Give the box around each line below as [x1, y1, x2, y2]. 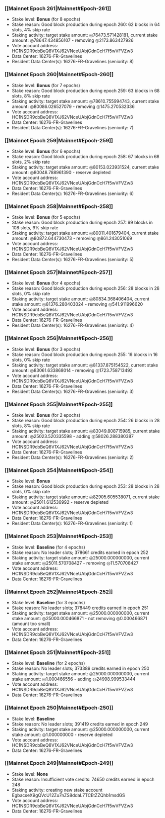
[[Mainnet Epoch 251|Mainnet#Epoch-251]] [4, 649, 111, 656]
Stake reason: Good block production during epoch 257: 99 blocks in [11, 219, 153, 226]
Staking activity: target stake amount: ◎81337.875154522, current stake [11, 362, 158, 368]
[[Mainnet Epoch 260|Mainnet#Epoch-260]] [4, 71, 114, 78]
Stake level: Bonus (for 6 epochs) [11, 148, 81, 154]
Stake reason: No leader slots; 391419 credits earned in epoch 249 [11, 721, 148, 727]
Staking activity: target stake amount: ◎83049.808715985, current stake [11, 428, 160, 434]
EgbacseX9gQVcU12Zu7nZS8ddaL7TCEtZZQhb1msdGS [11, 792, 125, 798]
